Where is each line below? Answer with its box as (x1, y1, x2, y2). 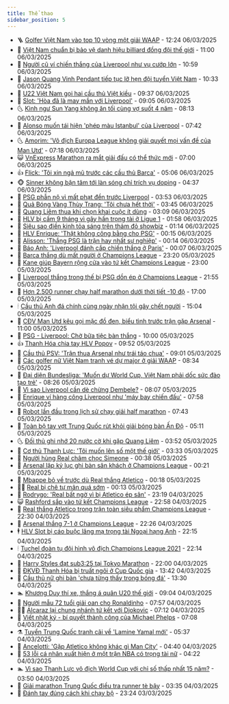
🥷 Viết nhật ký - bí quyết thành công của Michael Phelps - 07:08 (16, 613, 198, 621)
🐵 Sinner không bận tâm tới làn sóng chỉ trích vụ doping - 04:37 (16, 178, 200, 186)
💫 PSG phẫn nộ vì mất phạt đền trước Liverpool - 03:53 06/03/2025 (16, 192, 208, 201)
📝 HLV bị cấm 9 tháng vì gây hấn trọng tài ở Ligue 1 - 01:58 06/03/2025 (16, 214, 217, 223)
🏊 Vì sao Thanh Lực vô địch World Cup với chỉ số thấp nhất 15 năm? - (16, 664, 214, 672)
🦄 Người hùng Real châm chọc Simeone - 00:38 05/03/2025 (16, 453, 187, 462)
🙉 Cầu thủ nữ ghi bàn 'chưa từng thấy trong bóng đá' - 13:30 (16, 573, 187, 582)
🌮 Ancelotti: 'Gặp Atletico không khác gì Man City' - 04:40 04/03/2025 (16, 642, 217, 651)
